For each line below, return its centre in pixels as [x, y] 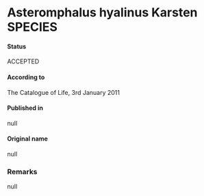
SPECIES [33, 27]
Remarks [22, 171]
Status [17, 46]
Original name [27, 139]
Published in [25, 108]
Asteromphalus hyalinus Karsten [102, 13]
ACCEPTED [23, 61]
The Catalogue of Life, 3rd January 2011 [63, 92]
